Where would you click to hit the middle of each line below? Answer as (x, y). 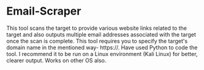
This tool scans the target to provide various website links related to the (96, 28)
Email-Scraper (44, 11)
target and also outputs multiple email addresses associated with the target (101, 34)
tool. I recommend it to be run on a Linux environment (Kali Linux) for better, (102, 54)
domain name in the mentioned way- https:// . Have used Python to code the (102, 47)
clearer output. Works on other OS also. (56, 60)
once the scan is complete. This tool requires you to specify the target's (97, 41)
